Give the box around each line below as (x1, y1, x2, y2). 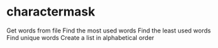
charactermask (6, 4, 96, 20)
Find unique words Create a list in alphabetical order (6, 33, 155, 41)
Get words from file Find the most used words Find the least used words (6, 26, 211, 34)
